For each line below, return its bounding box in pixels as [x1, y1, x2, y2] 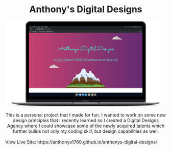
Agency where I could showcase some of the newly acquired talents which [7, 123, 165, 129]
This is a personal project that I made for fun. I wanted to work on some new [6, 112, 166, 118]
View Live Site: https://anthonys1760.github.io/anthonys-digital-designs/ [5, 139, 157, 145]
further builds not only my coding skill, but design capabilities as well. [12, 128, 159, 134]
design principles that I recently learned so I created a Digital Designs [12, 117, 159, 124]
